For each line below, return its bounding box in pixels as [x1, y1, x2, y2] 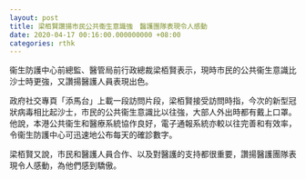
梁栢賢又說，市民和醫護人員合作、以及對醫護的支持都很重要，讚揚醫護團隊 [9, 149, 289, 160]
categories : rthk [9, 38, 76, 48]
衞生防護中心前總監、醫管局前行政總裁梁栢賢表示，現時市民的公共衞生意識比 [9, 65, 297, 75]
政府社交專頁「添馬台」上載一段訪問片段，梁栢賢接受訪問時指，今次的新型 [9, 95, 289, 106]
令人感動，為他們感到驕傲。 [16, 160, 121, 171]
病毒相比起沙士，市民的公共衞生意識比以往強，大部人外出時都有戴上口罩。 [16, 106, 297, 118]
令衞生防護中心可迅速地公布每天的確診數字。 [9, 129, 178, 141]
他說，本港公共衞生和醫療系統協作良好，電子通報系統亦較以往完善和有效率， [9, 118, 297, 129]
